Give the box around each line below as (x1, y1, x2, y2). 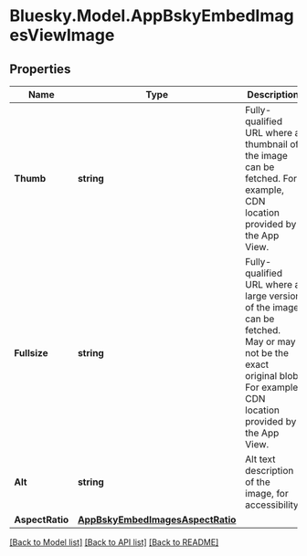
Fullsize (14, 347, 48, 359)
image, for (245, 488, 290, 499)
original (245, 370, 278, 382)
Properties (9, 61, 71, 77)
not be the (245, 347, 290, 359)
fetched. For (245, 173, 298, 184)
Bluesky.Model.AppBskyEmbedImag (9, 5, 294, 26)
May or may (245, 335, 296, 348)
